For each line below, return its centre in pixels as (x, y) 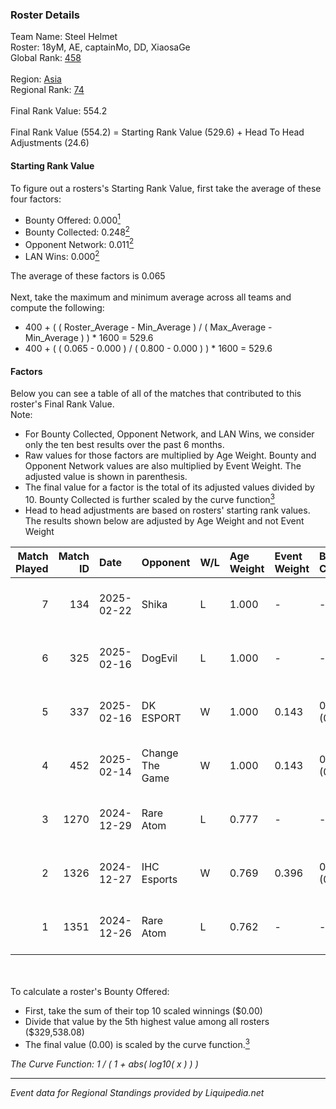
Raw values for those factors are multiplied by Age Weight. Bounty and (170, 455)
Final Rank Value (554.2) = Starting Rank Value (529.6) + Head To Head (157, 132)
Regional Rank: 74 (47, 90)
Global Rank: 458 (46, 58)
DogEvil (159, 658)
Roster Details (45, 15)
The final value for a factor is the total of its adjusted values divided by (169, 487)
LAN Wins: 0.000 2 (62, 256)
